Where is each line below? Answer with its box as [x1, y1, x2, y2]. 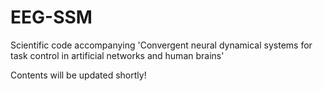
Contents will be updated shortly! [10, 69, 147, 81]
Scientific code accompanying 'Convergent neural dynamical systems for [10, 39, 313, 51]
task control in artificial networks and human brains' [10, 49, 225, 61]
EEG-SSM [10, 6, 93, 29]
